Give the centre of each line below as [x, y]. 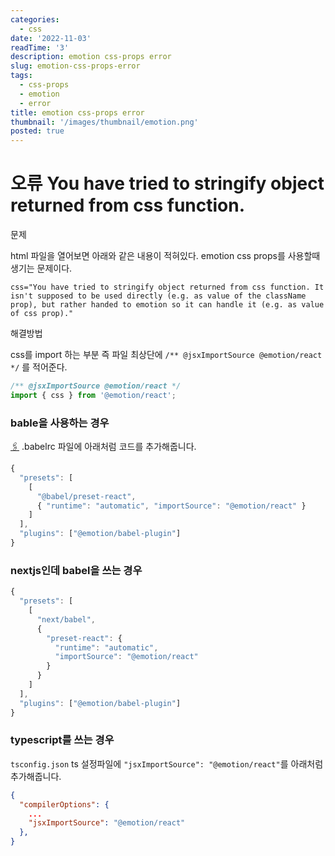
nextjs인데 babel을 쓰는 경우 [76, 570]
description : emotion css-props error [91, 57]
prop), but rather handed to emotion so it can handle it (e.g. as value [167, 305]
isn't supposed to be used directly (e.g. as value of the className [158, 296]
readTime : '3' [40, 47]
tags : [21, 76]
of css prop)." [42, 314]
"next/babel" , [66, 619]
